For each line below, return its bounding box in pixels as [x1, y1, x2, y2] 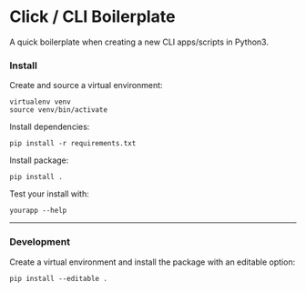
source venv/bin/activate [9, 106, 107, 115]
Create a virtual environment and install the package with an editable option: [9, 257, 296, 267]
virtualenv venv [9, 97, 71, 106]
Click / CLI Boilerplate [9, 6, 176, 27]
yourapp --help [9, 206, 67, 216]
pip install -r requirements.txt [9, 139, 137, 148]
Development [9, 236, 71, 248]
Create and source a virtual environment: [9, 80, 163, 91]
